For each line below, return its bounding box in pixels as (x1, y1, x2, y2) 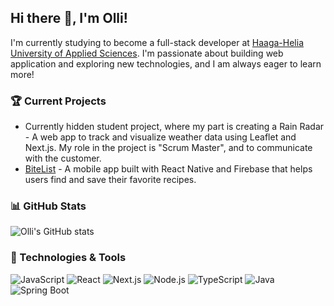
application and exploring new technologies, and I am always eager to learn (10, 57, 322, 70)
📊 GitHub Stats (10, 199, 87, 213)
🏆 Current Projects (10, 94, 107, 108)
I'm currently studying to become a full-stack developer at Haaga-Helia (10, 36, 305, 48)
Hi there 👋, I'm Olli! (10, 10, 128, 27)
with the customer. (24, 152, 102, 165)
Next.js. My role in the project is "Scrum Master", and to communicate (24, 142, 313, 154)
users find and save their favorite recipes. (24, 174, 197, 186)
